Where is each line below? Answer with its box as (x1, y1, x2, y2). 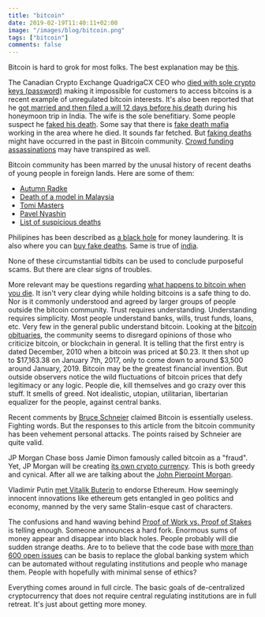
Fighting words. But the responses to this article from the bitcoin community (8, 421, 256, 431)
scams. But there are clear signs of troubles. (8, 265, 152, 275)
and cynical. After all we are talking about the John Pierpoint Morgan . (8, 470, 233, 480)
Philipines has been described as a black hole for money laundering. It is (8, 233, 244, 242)
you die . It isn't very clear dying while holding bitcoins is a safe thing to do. (8, 289, 251, 298)
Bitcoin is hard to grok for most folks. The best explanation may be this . (8, 62, 240, 72)
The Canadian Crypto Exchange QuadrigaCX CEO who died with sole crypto (8, 78, 256, 88)
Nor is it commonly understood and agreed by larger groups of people (8, 297, 237, 306)
